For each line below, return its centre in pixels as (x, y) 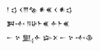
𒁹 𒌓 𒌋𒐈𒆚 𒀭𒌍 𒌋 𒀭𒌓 (40, 9)
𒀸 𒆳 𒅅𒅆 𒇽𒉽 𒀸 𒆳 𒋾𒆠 (50, 37)
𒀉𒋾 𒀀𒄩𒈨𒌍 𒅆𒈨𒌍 (38, 23)
